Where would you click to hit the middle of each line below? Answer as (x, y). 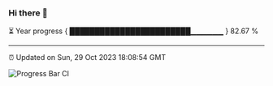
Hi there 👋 (28, 13)
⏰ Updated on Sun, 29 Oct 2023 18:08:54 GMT (87, 58)
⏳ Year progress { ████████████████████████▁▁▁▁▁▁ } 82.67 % (133, 31)
